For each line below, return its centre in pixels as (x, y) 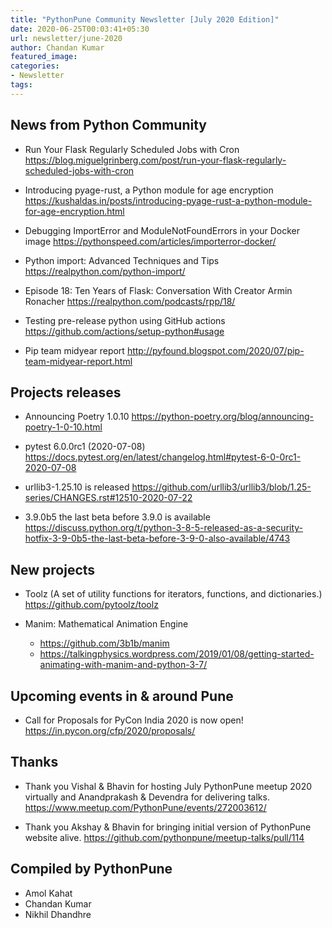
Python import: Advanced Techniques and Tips (122, 260)
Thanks (34, 762)
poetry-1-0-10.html (63, 427)
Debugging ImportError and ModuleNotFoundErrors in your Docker (162, 230)
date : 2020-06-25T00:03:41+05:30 (80, 29)
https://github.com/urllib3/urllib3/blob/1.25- (221, 487)
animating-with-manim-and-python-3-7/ (123, 665)
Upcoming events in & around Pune (122, 696)
